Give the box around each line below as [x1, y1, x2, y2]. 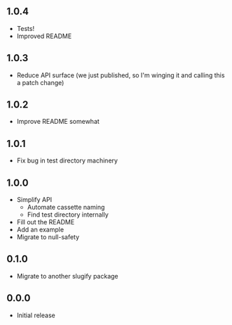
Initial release [16, 311, 55, 319]
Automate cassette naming [27, 203, 105, 212]
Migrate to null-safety [16, 233, 80, 241]
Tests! [16, 24, 35, 32]
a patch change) [16, 78, 64, 87]
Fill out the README [16, 218, 75, 227]
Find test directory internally [27, 210, 109, 219]
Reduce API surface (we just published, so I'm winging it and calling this [16, 70, 225, 79]
